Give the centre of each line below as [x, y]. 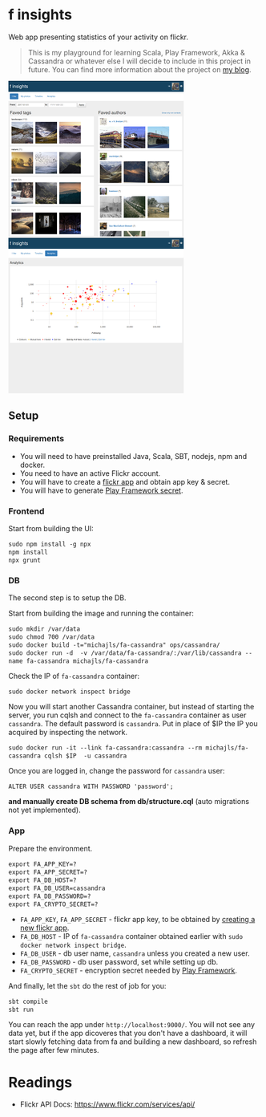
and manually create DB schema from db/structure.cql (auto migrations [129, 802]
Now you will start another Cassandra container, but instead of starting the [131, 707]
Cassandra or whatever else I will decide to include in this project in [139, 61]
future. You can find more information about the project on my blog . [139, 69]
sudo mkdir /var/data [44, 629]
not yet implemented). [45, 810]
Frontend [26, 511]
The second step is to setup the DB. [67, 598]
